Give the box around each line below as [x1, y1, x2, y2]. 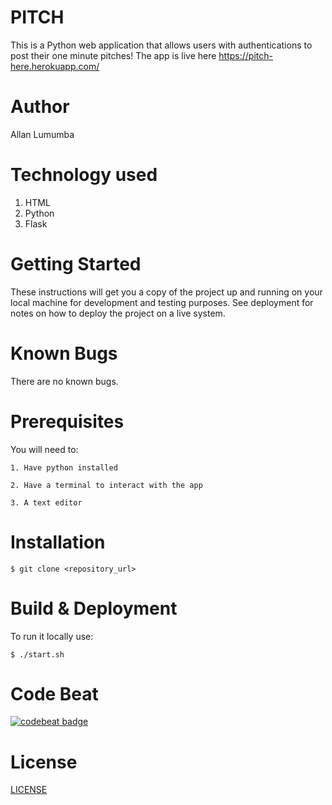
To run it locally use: [10, 630, 94, 642]
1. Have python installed [10, 462, 118, 473]
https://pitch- [218, 49, 273, 61]
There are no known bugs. [10, 375, 119, 387]
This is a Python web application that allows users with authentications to [10, 39, 313, 51]
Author [10, 96, 70, 118]
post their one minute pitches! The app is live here [10, 49, 217, 61]
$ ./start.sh [10, 649, 65, 660]
